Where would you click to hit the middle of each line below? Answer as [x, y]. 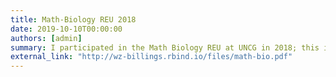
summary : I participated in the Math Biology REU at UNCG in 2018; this [165, 47]
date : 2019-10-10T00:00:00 [66, 29]
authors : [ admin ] [46, 38]
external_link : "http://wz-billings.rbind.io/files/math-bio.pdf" [151, 57]
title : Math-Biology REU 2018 [73, 19]
